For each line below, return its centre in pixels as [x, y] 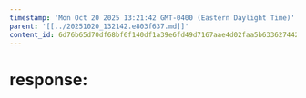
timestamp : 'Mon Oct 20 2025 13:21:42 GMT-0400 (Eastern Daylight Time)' [153, 18]
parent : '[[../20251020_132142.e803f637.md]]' [99, 26]
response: [49, 79]
